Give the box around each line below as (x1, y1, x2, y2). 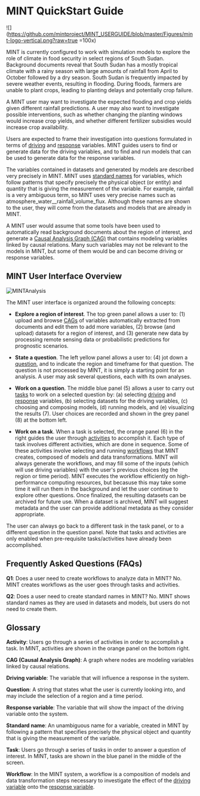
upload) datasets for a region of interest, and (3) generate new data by (14, 329, 189, 337)
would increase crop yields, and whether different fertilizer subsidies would (6, 117, 192, 124)
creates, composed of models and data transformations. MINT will (14, 453, 178, 461)
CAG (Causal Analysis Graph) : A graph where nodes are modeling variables (6, 656, 194, 664)
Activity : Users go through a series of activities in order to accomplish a (6, 638, 184, 646)
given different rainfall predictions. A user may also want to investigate (6, 104, 180, 111)
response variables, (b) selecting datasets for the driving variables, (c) (14, 397, 188, 404)
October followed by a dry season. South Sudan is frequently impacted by (6, 74, 188, 81)
